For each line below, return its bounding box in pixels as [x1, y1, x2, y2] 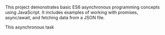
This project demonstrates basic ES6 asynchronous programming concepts [5, 4, 160, 10]
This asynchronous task [5, 24, 54, 30]
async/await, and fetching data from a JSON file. [5, 15, 105, 20]
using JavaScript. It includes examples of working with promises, [5, 9, 138, 15]
